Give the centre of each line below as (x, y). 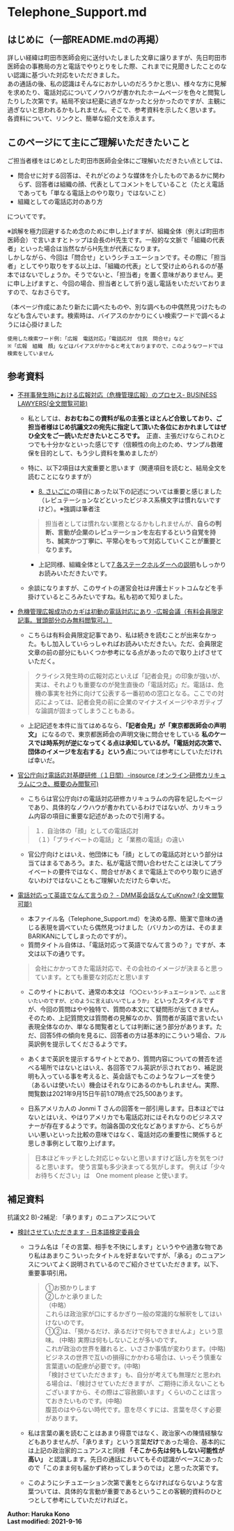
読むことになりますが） (61, 476)
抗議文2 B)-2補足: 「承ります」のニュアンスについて (82, 1217)
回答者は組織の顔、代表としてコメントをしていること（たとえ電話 (130, 184)
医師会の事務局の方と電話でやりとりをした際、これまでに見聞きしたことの (114, 66)
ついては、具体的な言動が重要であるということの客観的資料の (122, 1491)
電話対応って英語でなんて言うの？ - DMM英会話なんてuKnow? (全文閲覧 (120, 895)
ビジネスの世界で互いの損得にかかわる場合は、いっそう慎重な (134, 1358)
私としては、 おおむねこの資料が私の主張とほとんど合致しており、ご (125, 418)
